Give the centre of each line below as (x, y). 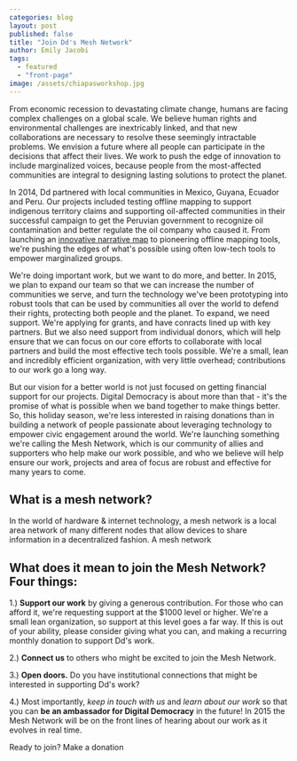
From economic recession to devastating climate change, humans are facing (148, 108)
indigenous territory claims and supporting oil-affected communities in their (147, 210)
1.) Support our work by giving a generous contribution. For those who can (146, 603)
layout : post (33, 26)
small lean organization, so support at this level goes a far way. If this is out (146, 622)
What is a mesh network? (81, 499)
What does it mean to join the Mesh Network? (138, 568)
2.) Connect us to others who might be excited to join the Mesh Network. (143, 658)
